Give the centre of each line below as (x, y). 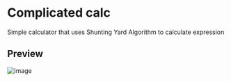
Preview (25, 54)
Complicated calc (59, 13)
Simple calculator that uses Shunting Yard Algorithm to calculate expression (116, 32)
